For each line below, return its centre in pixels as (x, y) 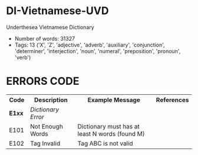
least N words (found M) (111, 134)
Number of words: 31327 (45, 38)
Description (51, 100)
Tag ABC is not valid (105, 143)
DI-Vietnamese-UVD (57, 11)
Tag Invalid (45, 143)
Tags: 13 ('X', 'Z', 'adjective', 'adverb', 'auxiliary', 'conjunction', (90, 45)
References (172, 100)
